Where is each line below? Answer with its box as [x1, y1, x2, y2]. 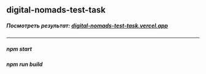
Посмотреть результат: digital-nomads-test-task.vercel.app [6, 21, 169, 29]
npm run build [6, 61, 43, 68]
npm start [6, 45, 32, 53]
